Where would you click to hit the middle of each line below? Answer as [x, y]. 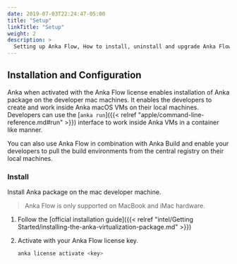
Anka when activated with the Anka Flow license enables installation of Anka [119, 92]
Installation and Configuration [74, 75]
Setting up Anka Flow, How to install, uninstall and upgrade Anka [115, 47]
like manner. [25, 130]
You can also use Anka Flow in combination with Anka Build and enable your [118, 143]
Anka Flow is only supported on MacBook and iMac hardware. [115, 206]
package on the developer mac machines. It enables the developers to [110, 100]
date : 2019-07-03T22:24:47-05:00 [56, 14]
